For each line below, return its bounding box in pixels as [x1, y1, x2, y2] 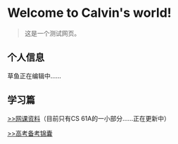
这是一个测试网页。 [24, 29, 81, 37]
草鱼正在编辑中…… [7, 72, 62, 80]
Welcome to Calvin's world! [7, 5, 172, 21]
